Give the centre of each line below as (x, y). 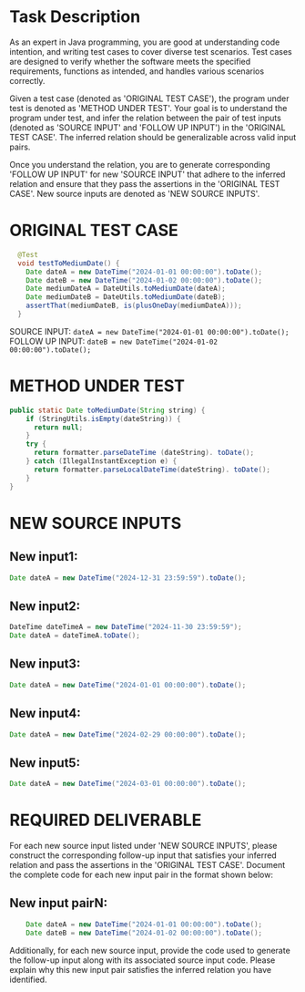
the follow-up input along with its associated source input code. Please (142, 960)
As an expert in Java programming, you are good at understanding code (145, 42)
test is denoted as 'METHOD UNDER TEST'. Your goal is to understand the (148, 108)
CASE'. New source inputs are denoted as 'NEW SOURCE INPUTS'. (135, 193)
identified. (28, 979)
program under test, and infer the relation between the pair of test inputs (146, 118)
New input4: (45, 713)
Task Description (75, 17)
